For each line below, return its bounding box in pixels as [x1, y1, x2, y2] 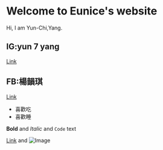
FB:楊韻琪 [6, 77, 43, 87]
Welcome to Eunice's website [6, 4, 158, 18]
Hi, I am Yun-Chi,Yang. [6, 24, 63, 31]
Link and [6, 137, 28, 144]
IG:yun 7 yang [6, 42, 60, 52]
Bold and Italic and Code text [6, 125, 77, 132]
